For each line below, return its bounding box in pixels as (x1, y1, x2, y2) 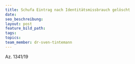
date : (5, 12, 16, 17)
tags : (5, 30, 16, 35)
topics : (5, 35, 21, 40)
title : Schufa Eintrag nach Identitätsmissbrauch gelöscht (5, 7, 131, 12)
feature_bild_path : (5, 26, 46, 31)
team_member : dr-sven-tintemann (5, 40, 72, 45)
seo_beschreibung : (5, 16, 43, 21)
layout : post (5, 21, 32, 26)
